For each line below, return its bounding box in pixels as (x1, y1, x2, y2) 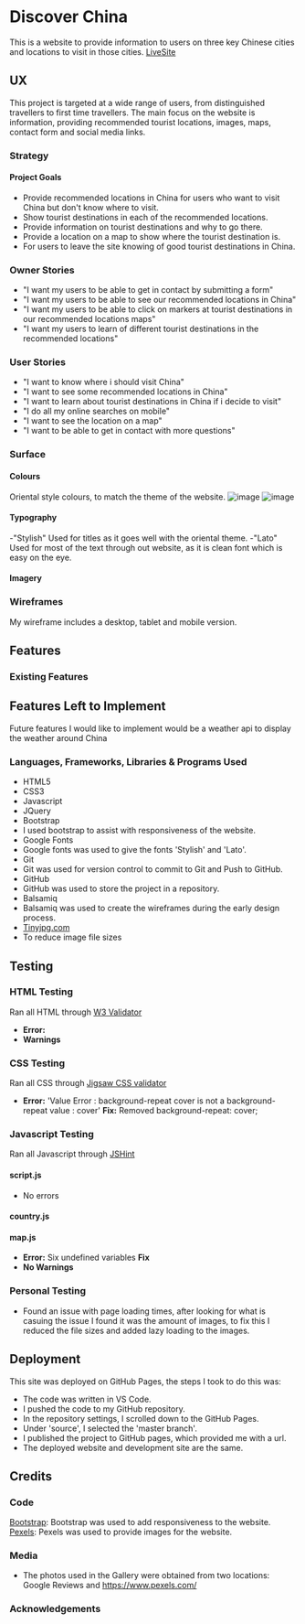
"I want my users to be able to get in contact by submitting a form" (22, 285, 274, 296)
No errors (22, 1189, 59, 1200)
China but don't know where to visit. (22, 201, 160, 212)
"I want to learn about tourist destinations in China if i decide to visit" (22, 396, 281, 407)
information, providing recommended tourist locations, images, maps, (9, 116, 271, 127)
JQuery (22, 805, 52, 816)
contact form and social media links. (9, 126, 146, 137)
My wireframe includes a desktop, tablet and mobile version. (9, 616, 237, 628)
